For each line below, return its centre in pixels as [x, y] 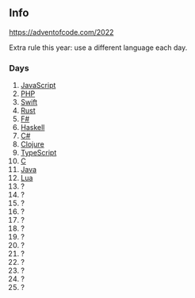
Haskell [32, 128]
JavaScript [38, 86]
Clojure [32, 144]
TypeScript [38, 153]
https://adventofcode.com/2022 [61, 32]
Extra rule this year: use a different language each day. [98, 48]
